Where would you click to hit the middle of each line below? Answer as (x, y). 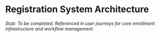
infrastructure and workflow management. (50, 28)
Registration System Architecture (77, 9)
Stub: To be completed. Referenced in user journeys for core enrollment (80, 23)
